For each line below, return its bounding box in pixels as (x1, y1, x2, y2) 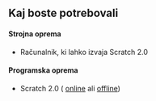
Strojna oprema (8, 28, 62, 39)
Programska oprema (8, 65, 78, 75)
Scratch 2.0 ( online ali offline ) (19, 83, 121, 93)
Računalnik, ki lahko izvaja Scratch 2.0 (19, 47, 148, 57)
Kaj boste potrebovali (8, 6, 119, 20)
